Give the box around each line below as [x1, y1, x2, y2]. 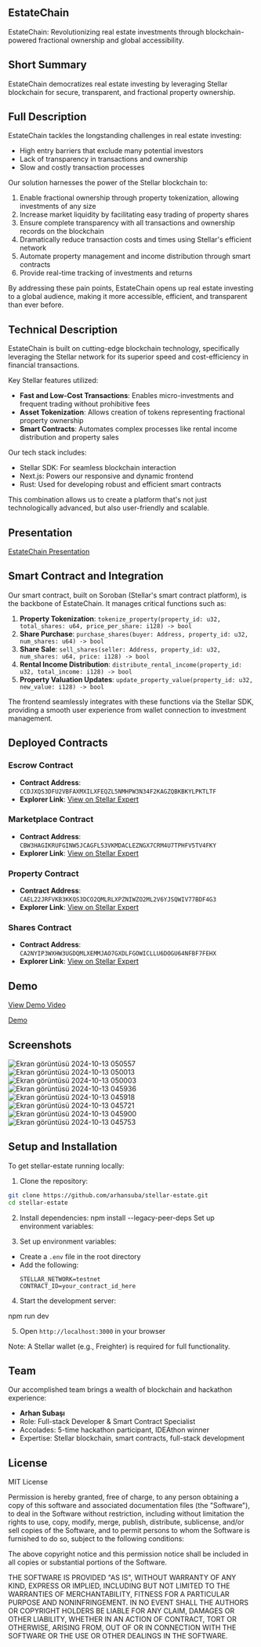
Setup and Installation [8, 1140, 118, 1153]
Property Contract [8, 867, 79, 878]
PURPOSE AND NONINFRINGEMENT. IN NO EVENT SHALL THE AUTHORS [8, 1598, 249, 1608]
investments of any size [19, 202, 96, 211]
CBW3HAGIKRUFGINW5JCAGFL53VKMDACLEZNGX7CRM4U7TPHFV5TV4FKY [19, 842, 217, 849]
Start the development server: [19, 1295, 117, 1306]
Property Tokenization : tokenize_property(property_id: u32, [19, 614, 221, 623]
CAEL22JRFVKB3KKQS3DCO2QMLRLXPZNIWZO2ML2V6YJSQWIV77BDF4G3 [19, 896, 217, 904]
